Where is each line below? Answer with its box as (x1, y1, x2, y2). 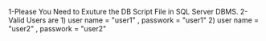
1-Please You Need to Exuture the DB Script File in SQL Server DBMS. (8, 7, 239, 16)
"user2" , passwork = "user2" (8, 24, 107, 33)
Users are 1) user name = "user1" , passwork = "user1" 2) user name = (27, 15, 260, 25)
